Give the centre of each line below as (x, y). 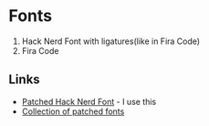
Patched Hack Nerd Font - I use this (89, 101)
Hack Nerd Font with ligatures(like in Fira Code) (111, 41)
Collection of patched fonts (73, 111)
